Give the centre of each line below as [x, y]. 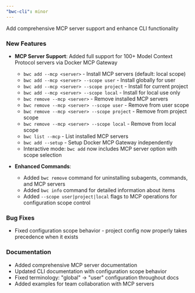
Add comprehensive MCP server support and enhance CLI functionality [92, 28]
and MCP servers [44, 184]
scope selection [42, 155]
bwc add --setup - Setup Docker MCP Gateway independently [98, 142]
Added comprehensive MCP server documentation [76, 265]
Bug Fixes [20, 218]
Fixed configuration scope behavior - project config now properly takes [101, 231]
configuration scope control [57, 203]
